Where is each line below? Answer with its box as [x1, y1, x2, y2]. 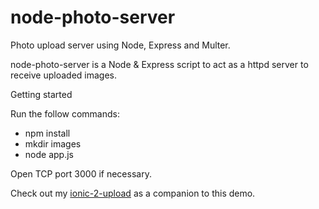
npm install [24, 127, 71, 139]
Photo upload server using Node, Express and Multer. [10, 39, 231, 51]
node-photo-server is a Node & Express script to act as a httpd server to [10, 58, 309, 70]
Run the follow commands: [10, 107, 120, 120]
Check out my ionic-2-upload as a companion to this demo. [10, 187, 256, 199]
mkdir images [24, 137, 82, 150]
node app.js [24, 148, 74, 160]
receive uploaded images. [10, 69, 118, 81]
